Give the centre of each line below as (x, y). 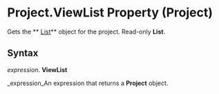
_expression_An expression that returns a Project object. (88, 83)
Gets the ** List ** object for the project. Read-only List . (86, 32)
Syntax (23, 53)
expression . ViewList (37, 69)
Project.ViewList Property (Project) (110, 13)
